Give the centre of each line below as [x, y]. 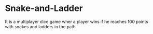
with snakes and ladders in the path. [41, 26]
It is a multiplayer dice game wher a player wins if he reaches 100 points [77, 22]
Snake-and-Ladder [44, 8]
